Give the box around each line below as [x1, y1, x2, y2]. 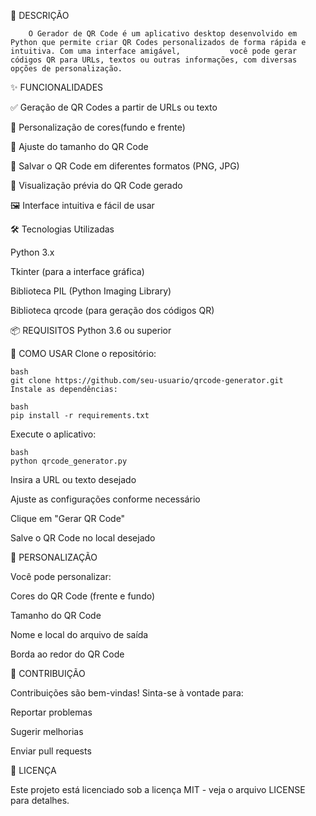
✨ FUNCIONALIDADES [10, 81, 104, 93]
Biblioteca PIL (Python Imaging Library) [10, 285, 172, 297]
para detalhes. [10, 795, 70, 806]
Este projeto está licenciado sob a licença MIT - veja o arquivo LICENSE [10, 784, 306, 795]
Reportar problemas [10, 706, 93, 718]
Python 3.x [10, 246, 55, 258]
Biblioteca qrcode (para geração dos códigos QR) [10, 305, 215, 316]
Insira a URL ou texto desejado [10, 474, 137, 485]
